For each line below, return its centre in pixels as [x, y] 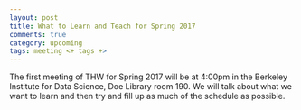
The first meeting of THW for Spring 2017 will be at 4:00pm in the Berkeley [148, 77]
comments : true [38, 34]
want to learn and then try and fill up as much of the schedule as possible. [147, 96]
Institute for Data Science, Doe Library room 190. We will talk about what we [150, 87]
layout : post [34, 18]
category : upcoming [46, 43]
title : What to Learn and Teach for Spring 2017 [103, 26]
